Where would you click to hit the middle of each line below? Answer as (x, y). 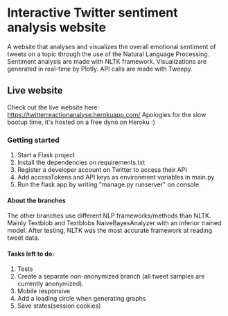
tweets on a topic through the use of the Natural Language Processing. (108, 54)
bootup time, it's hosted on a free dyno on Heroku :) (81, 122)
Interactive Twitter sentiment (93, 13)
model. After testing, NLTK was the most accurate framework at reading (110, 231)
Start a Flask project (46, 155)
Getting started (34, 140)
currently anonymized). (51, 284)
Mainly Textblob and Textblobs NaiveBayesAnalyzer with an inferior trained (114, 223)
